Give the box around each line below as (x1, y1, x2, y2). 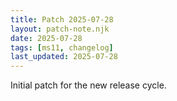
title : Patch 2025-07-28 (10, 14, 114, 25)
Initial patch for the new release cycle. (10, 79, 167, 91)
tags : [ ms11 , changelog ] (10, 42, 114, 53)
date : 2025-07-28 (10, 33, 83, 43)
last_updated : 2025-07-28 (10, 52, 118, 62)
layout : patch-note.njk (10, 24, 110, 34)
